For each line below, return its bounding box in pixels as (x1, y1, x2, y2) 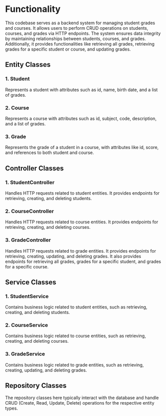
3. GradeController (5, 237, 51, 244)
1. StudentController (5, 179, 55, 186)
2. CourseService (5, 322, 49, 329)
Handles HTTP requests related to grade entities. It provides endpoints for (5, 248, 156, 254)
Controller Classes (5, 164, 64, 172)
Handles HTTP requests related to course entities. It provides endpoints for (5, 219, 159, 225)
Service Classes (5, 278, 56, 286)
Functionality (5, 3, 61, 15)
